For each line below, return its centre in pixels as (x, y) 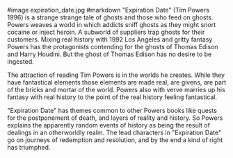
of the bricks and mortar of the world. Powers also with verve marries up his (116, 90)
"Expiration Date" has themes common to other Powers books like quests (112, 111)
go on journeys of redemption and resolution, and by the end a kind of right (115, 140)
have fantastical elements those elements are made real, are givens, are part (117, 82)
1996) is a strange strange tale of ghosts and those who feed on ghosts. (110, 17)
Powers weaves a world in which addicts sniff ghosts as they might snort (112, 25)
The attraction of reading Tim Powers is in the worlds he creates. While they (116, 75)
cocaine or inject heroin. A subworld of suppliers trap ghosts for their (106, 32)
